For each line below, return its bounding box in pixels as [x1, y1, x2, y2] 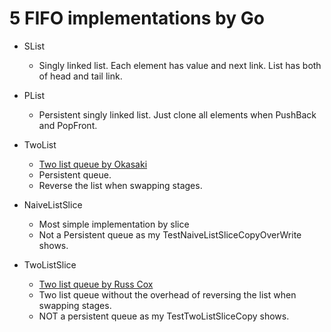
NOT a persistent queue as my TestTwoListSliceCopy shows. [38, 310, 290, 322]
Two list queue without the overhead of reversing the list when [38, 288, 297, 301]
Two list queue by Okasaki [38, 158, 148, 170]
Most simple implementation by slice [38, 218, 190, 230]
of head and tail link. [38, 70, 123, 82]
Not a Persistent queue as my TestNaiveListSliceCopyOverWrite [38, 228, 302, 241]
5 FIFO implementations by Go [9, 7, 265, 30]
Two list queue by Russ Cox [38, 278, 154, 290]
